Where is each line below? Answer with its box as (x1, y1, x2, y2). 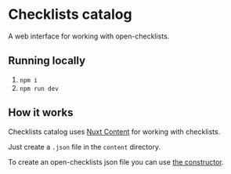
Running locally (8, 54, 86, 67)
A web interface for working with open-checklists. (8, 31, 170, 41)
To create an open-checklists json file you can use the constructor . (8, 157, 225, 166)
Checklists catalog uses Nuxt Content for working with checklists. (8, 127, 221, 136)
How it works (8, 106, 74, 119)
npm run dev (19, 85, 59, 92)
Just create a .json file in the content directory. (8, 142, 161, 151)
